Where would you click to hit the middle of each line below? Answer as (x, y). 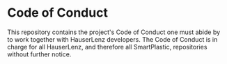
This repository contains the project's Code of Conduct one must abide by (114, 32)
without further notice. (39, 54)
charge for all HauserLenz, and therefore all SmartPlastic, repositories (107, 47)
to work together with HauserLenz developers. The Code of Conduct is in (112, 39)
